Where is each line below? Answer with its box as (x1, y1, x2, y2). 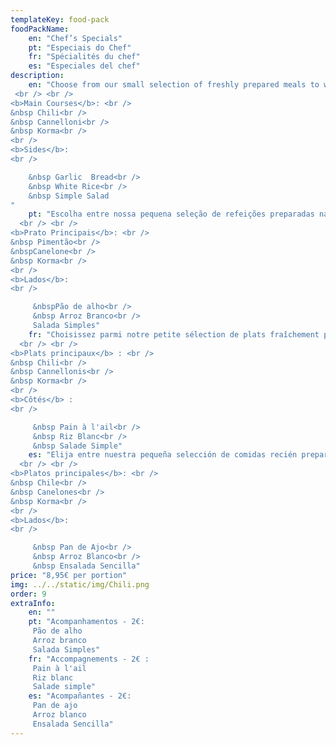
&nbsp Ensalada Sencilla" (32, 561, 141, 571)
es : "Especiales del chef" (28, 61, 141, 71)
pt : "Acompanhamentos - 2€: (28, 617, 145, 627)
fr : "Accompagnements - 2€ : (28, 654, 150, 664)
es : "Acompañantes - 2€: (28, 691, 132, 701)
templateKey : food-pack (10, 14, 110, 25)
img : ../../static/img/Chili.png (10, 579, 150, 590)
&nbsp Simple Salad (28, 191, 110, 201)
